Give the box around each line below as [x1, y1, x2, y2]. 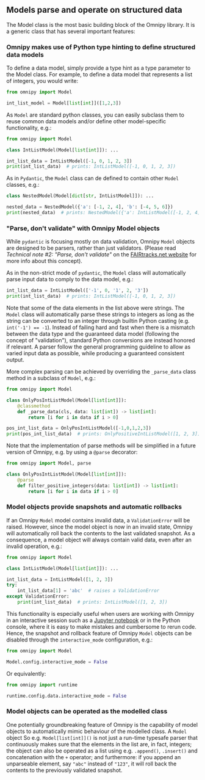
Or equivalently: [6, 670, 46, 677]
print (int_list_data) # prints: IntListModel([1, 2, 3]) [17, 599, 168, 605]
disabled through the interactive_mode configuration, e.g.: [6, 636, 153, 643]
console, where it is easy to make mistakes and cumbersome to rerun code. [6, 623, 196, 630]
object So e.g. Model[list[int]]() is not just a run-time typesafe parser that [6, 734, 198, 741]
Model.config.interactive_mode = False [6, 659, 108, 665]
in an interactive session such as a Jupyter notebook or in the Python [6, 616, 181, 624]
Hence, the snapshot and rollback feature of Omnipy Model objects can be [6, 629, 192, 637]
